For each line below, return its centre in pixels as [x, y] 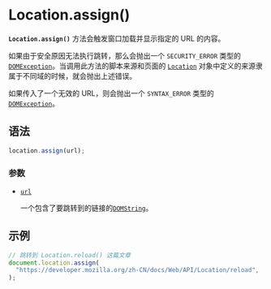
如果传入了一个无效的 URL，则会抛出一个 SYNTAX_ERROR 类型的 [112, 93]
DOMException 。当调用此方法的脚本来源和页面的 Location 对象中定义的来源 [132, 66]
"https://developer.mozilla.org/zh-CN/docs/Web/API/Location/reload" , [138, 270]
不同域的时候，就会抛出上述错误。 [79, 75]
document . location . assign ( [54, 263]
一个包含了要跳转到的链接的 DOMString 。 [86, 208]
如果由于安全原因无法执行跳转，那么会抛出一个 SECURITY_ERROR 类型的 [125, 55]
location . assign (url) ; [47, 151]
